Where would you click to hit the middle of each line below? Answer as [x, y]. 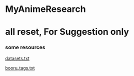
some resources [25, 47]
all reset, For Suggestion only [67, 32]
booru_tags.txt [20, 68]
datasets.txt [17, 58]
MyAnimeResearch [45, 9]
